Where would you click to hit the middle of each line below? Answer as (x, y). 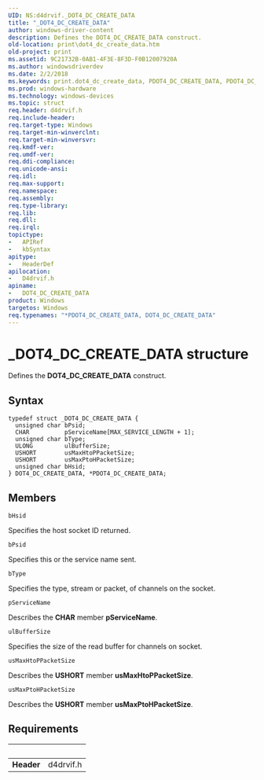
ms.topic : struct (37, 103)
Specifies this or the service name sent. (72, 560)
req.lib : (22, 213)
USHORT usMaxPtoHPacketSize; (75, 460)
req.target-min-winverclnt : (54, 132)
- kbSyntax (29, 249)
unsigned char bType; (51, 440)
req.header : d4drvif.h (45, 111)
